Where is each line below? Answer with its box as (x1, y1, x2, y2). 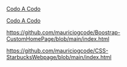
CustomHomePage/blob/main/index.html (6, 35, 109, 42)
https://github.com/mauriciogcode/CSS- (6, 47, 109, 54)
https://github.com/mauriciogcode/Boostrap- (6, 29, 121, 36)
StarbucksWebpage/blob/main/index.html (6, 54, 112, 60)
